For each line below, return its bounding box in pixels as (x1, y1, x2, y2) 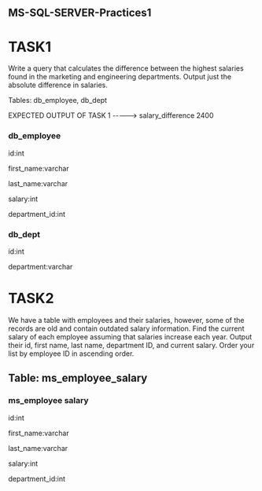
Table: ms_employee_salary (8, 372, 148, 385)
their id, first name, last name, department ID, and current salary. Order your (8, 340, 255, 350)
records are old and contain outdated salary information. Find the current (8, 324, 245, 333)
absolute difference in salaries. (8, 80, 109, 90)
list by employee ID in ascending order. (8, 349, 135, 358)
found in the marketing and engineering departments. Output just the (8, 72, 232, 82)
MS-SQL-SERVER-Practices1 (8, 6, 152, 20)
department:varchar (8, 262, 73, 271)
